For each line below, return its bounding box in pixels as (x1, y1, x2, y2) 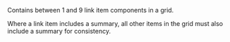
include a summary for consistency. (7, 27, 111, 35)
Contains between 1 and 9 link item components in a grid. (7, 6, 174, 14)
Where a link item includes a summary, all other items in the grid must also (7, 20, 224, 27)
